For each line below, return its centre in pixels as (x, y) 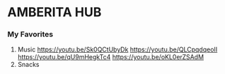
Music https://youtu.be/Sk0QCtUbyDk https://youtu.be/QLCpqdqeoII (117, 49)
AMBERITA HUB (54, 12)
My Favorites (30, 35)
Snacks (28, 65)
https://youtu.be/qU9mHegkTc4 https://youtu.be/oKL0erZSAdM (110, 57)
